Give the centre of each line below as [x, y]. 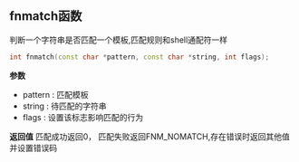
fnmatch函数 [46, 16]
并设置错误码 [33, 148]
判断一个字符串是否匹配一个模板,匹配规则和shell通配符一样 [119, 40]
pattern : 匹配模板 [55, 94]
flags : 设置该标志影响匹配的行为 [83, 117]
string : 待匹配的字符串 [64, 106]
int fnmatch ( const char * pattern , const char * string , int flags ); [140, 57]
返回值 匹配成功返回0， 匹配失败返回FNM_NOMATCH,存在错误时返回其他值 [149, 136]
